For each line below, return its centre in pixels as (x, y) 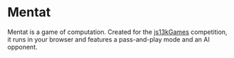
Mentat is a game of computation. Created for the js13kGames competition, (117, 32)
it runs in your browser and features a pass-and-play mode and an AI (108, 39)
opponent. (22, 47)
